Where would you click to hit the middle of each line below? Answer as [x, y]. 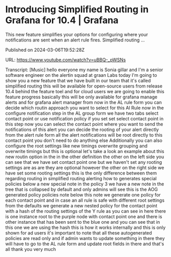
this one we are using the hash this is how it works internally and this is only [85, 227]
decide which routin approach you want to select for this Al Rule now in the [85, 108]
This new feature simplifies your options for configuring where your [77, 34]
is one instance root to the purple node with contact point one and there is [84, 217]
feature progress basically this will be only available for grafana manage [81, 97]
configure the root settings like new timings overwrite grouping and [77, 146]
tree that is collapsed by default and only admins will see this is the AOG [82, 189]
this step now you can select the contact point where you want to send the [84, 124]
